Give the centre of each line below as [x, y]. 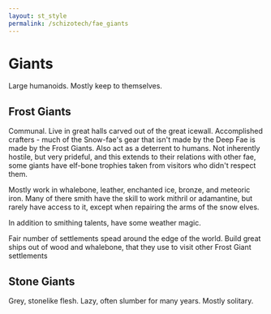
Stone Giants [42, 281]
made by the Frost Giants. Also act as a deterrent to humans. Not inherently [134, 148]
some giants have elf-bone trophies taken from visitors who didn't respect [132, 166]
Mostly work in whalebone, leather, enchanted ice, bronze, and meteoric [129, 190]
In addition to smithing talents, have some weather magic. [105, 223]
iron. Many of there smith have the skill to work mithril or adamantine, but [131, 199]
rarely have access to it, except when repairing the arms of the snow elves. [134, 207]
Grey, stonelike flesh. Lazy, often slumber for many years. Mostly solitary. [131, 301]
